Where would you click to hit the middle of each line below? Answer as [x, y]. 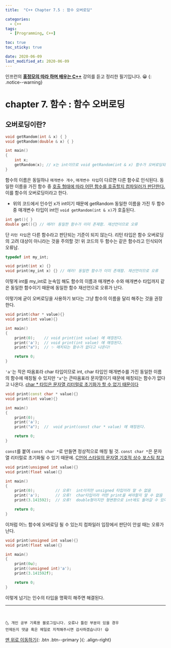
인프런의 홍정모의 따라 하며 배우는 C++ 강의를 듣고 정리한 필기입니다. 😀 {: [78, 76]
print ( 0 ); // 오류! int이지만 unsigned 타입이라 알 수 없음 [83, 491]
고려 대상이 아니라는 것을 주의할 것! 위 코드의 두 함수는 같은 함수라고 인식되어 [87, 241]
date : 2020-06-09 [24, 57]
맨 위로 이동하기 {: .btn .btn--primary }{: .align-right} [58, 639]
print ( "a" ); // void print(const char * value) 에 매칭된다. [80, 427]
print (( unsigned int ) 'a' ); [43, 569]
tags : [11, 29]
